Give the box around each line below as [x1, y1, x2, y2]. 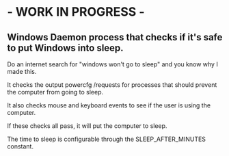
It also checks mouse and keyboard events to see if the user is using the [7, 101, 211, 109]
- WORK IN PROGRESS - [7, 4, 145, 20]
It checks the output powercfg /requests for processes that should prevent [7, 81, 217, 89]
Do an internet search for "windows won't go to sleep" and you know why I [7, 60, 219, 68]
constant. [7, 142, 34, 151]
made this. [7, 68, 37, 75]
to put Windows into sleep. [7, 42, 124, 53]
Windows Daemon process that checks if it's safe [7, 31, 223, 43]
